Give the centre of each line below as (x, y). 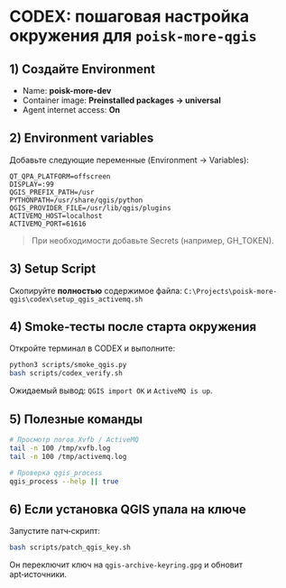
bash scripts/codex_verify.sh (66, 373)
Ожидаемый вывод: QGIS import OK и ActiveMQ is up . (111, 390)
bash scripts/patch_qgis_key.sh (70, 547)
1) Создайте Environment (83, 69)
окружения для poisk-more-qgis (133, 36)
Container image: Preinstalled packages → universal (121, 100)
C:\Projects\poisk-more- (231, 291)
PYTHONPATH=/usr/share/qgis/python (76, 200)
